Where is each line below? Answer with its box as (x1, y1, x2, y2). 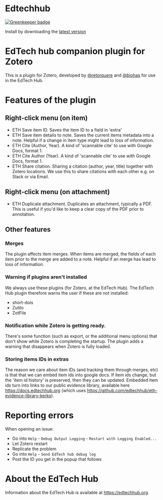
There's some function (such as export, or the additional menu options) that (5, 333, 158, 339)
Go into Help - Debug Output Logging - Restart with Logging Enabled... (12, 435, 157, 441)
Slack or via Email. (12, 174, 49, 179)
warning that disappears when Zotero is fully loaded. (5, 343, 111, 349)
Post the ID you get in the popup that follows (12, 457, 102, 462)
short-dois (12, 299, 33, 305)
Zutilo (12, 304, 24, 310)
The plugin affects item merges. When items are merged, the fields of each (5, 251, 156, 257)
